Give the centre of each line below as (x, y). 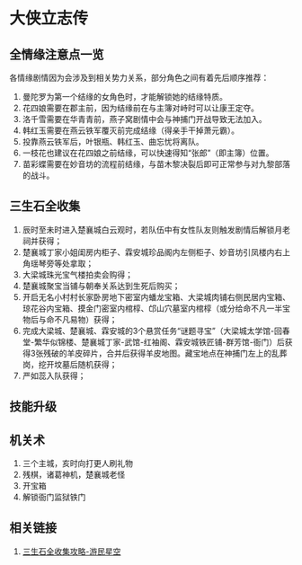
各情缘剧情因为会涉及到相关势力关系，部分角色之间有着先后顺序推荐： (139, 78)
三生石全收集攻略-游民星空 (71, 551)
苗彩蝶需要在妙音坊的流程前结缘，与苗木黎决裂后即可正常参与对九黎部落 (156, 164)
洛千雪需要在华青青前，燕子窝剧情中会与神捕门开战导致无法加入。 (144, 119)
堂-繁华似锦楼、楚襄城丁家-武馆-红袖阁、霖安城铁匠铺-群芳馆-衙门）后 (153, 341)
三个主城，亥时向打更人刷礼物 (77, 463)
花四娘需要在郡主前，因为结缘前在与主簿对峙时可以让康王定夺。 (140, 108)
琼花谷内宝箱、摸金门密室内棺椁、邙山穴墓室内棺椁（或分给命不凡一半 (152, 308)
